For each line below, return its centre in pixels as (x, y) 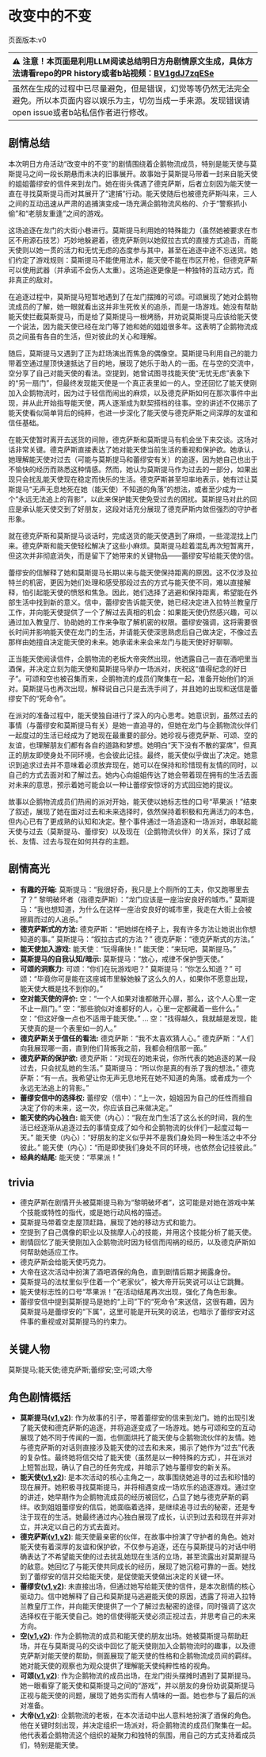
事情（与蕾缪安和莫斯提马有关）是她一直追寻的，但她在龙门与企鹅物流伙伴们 (133, 725)
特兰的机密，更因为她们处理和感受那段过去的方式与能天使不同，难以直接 (126, 582)
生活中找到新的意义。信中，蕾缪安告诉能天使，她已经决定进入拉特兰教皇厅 (136, 602)
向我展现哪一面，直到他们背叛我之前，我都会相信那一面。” (113, 1048)
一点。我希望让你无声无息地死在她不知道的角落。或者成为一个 (151, 1078)
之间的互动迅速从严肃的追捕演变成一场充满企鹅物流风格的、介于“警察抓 (124, 203)
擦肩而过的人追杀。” (51, 919)
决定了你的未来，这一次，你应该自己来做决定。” (96, 1107)
